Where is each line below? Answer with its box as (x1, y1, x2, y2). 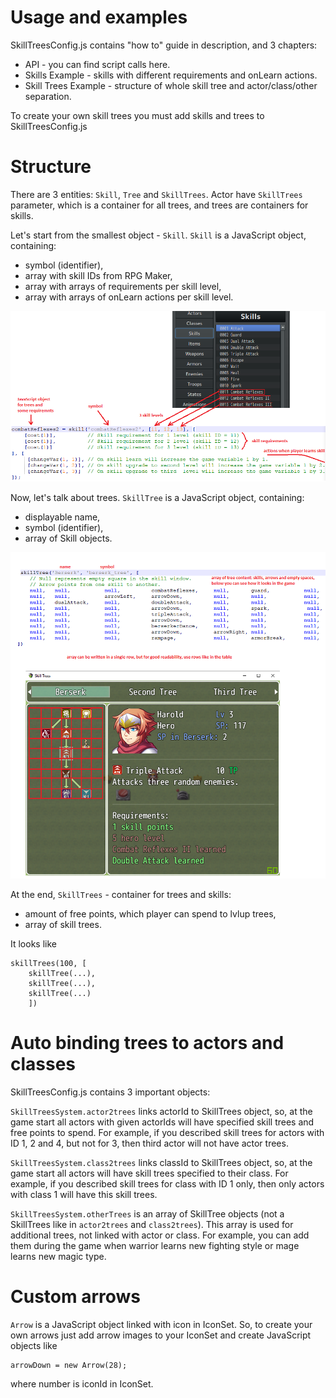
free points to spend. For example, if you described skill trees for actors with (10, 1126, 325, 1138)
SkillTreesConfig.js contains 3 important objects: (10, 1086, 211, 1098)
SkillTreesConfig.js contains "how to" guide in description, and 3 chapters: (10, 39, 318, 51)
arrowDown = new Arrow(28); (10, 1360, 128, 1370)
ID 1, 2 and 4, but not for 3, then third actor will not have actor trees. (10, 1137, 289, 1149)
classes (10, 1052, 77, 1075)
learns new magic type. (10, 1250, 107, 1262)
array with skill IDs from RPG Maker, (24, 269, 173, 281)
